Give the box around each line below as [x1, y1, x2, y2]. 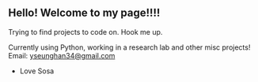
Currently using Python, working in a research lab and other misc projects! [8, 43, 251, 52]
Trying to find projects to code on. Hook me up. [8, 27, 163, 36]
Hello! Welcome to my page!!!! [8, 6, 161, 20]
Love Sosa [19, 66, 55, 76]
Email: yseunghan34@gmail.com [8, 50, 116, 60]
